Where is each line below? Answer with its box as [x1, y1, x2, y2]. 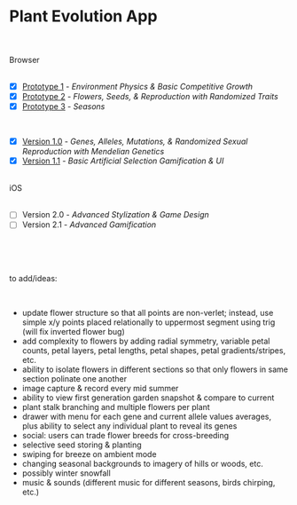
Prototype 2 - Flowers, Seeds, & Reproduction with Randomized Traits [21, 91, 279, 101]
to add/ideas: [9, 273, 58, 284]
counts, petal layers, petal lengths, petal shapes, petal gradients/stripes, [21, 345, 286, 356]
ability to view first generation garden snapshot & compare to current [21, 392, 275, 403]
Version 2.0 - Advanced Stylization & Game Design [21, 209, 210, 220]
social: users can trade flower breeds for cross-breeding [21, 430, 230, 441]
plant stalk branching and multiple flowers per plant [21, 402, 210, 413]
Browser [9, 54, 40, 65]
